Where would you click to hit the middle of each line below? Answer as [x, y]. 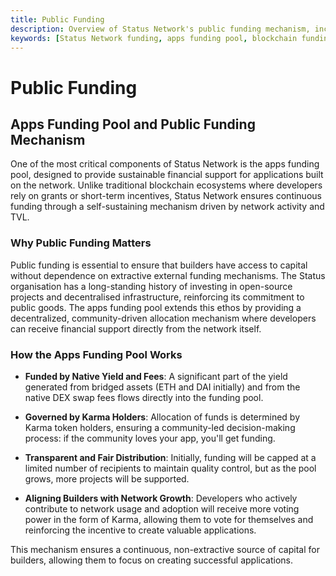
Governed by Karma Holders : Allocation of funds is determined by [162, 417]
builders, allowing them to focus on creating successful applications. [151, 560]
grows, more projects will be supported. [107, 478]
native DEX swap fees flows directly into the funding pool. [144, 397]
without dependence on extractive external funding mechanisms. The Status [168, 275]
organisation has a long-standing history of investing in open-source [151, 286]
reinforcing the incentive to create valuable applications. [140, 530]
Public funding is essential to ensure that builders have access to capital [159, 265]
